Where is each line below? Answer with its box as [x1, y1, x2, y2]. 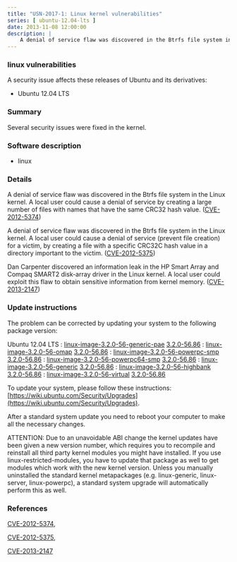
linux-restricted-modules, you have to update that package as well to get [7, 456, 219, 464]
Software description [7, 140, 82, 150]
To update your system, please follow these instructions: [7, 384, 171, 392]
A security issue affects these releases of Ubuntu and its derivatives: [7, 75, 207, 85]
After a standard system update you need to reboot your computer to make [7, 412, 226, 420]
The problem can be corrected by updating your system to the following [7, 319, 217, 327]
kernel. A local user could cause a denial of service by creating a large [7, 198, 212, 207]
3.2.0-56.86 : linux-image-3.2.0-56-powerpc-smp [73, 347, 219, 356]
